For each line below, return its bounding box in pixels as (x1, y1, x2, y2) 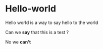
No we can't (5, 38, 31, 45)
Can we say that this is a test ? (5, 29, 69, 35)
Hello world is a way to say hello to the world (5, 19, 98, 25)
